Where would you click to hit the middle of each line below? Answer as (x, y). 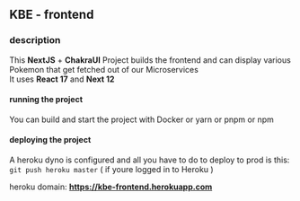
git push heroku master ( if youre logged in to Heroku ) (111, 170)
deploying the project (50, 140)
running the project (46, 100)
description (35, 40)
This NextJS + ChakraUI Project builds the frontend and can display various (150, 60)
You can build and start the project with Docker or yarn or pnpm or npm (141, 119)
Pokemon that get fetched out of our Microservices (104, 69)
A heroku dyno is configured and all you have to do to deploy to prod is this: (150, 160)
